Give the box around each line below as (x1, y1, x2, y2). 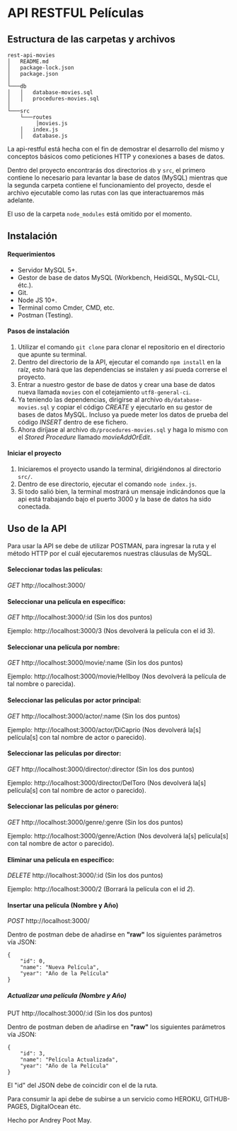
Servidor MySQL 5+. (17, 265, 78, 274)
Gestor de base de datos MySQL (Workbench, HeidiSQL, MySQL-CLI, (17, 273, 220, 282)
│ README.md (7, 58, 50, 65)
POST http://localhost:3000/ (7, 917, 90, 925)
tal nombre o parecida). (7, 680, 76, 688)
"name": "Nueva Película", (20, 964, 100, 971)
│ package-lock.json (7, 64, 74, 71)
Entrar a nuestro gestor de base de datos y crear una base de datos (17, 380, 216, 388)
